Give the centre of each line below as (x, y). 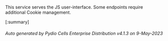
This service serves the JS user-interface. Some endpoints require (74, 7)
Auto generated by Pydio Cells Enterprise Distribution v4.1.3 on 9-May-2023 (84, 33)
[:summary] (17, 22)
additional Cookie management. (38, 12)
